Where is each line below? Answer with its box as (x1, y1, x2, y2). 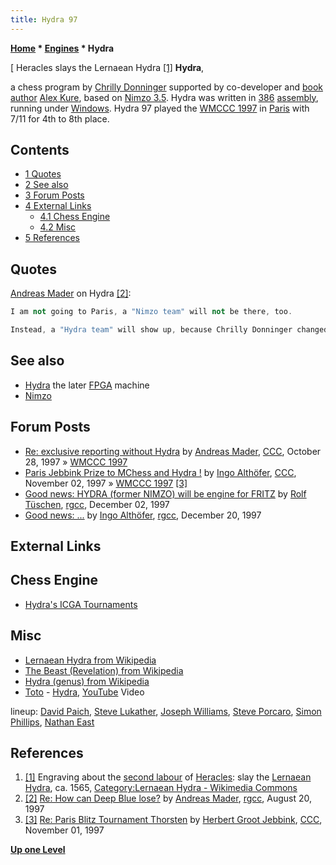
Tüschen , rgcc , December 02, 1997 (24, 498, 170, 510)
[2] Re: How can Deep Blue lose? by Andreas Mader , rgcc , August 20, (24, 792, 313, 805)
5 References (24, 232, 80, 244)
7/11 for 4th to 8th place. (10, 112, 110, 125)
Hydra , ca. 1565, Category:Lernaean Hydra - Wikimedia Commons (24, 782, 298, 794)
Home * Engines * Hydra (10, 42, 115, 54)
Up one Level (10, 844, 66, 856)
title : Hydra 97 (10, 14, 78, 25)
